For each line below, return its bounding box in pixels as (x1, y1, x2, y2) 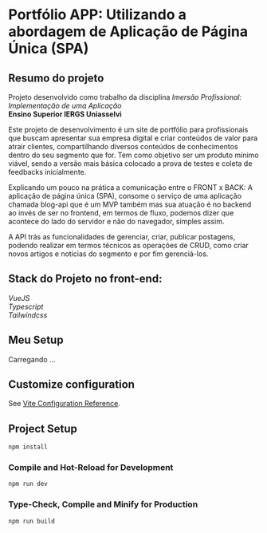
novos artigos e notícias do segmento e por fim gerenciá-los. (8, 249, 209, 259)
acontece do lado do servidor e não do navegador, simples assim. (8, 217, 225, 226)
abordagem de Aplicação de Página (8, 22, 249, 41)
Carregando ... (8, 354, 56, 364)
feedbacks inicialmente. (8, 168, 87, 176)
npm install (8, 443, 48, 452)
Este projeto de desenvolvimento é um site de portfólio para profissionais (8, 125, 249, 134)
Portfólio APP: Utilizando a (8, 6, 187, 24)
